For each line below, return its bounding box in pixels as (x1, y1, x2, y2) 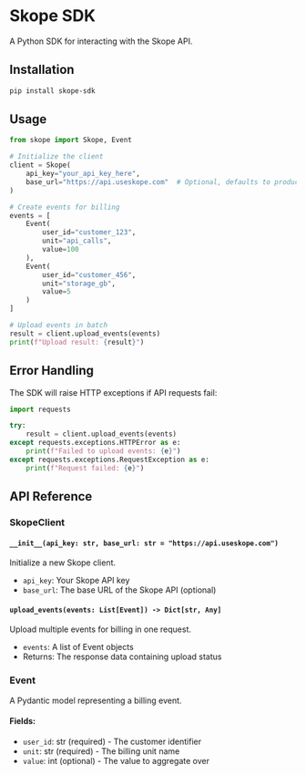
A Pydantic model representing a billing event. (9, 695, 182, 706)
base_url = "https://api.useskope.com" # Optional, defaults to (25, 177, 271, 187)
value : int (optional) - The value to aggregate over (22, 755, 209, 766)
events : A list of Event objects (22, 642, 134, 653)
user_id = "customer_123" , (42, 228, 137, 237)
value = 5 (42, 287, 71, 296)
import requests (9, 405, 71, 414)
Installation (9, 62, 75, 77)
